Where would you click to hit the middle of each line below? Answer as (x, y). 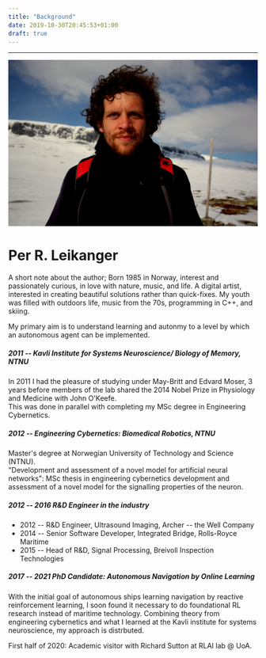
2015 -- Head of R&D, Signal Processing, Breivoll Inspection (117, 550)
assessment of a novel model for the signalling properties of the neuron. (126, 486)
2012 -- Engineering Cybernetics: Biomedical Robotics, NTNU (112, 433)
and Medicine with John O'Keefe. (63, 398)
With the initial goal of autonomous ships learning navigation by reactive (126, 596)
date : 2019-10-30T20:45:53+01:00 (63, 25)
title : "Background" (42, 17)
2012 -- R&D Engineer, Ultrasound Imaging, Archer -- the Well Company (137, 525)
